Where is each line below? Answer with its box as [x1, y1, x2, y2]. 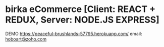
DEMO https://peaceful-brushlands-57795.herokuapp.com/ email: [5, 30, 142, 36]
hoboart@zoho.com [5, 36, 47, 42]
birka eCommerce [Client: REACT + [5, 3, 156, 15]
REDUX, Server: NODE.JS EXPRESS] [5, 14, 160, 25]
